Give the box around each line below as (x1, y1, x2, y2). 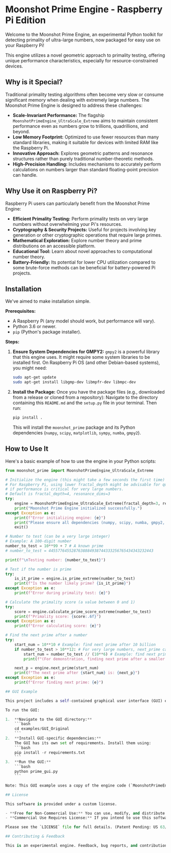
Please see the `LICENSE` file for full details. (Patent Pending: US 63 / (5, 824, 167, 830)
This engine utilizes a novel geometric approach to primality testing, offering (5, 52, 165, 58)
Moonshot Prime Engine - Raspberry (5, 4, 163, 15)
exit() (14, 525, 28, 530)
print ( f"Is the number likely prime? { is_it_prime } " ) (14, 581, 131, 586)
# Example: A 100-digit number (5, 539, 72, 544)
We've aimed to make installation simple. (5, 298, 91, 305)
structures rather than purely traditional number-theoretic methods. (12, 155, 154, 162)
